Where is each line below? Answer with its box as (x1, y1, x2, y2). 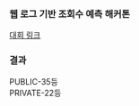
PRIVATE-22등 (9, 87, 62, 98)
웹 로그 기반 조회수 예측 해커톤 (9, 7, 131, 20)
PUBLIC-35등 (9, 76, 58, 86)
